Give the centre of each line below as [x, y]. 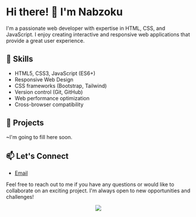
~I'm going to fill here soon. [39, 137]
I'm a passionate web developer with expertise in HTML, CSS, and [86, 28]
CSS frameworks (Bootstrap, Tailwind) [61, 86]
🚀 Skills [20, 59]
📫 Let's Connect [37, 156]
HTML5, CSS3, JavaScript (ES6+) [55, 73]
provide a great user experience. [45, 40]
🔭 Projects [25, 123]
